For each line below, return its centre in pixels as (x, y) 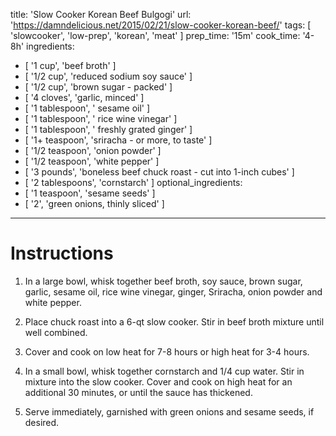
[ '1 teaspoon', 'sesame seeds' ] (90, 193)
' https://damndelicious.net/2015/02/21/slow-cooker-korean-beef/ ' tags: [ (161, 25)
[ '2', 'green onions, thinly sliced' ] (94, 203)
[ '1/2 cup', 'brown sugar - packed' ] (98, 87)
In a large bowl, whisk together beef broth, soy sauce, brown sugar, (163, 281)
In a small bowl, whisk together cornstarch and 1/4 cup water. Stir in (164, 371)
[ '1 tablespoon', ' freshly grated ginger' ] (108, 129)
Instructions (62, 253)
